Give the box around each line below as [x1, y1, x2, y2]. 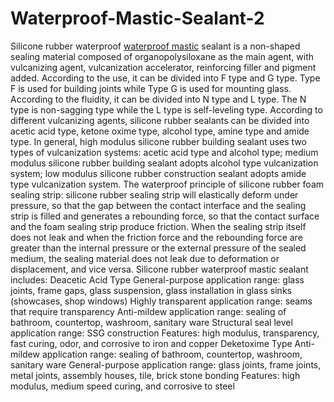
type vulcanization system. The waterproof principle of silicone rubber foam [10, 178, 325, 190]
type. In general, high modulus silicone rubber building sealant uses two [10, 135, 307, 147]
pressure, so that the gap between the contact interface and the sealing [10, 199, 307, 211]
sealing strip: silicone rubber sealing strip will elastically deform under [10, 188, 299, 201]
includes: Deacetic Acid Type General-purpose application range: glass [10, 273, 305, 286]
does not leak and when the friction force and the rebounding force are [10, 231, 303, 243]
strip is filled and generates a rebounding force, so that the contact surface [10, 210, 320, 222]
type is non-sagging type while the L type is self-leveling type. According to [10, 103, 323, 116]
